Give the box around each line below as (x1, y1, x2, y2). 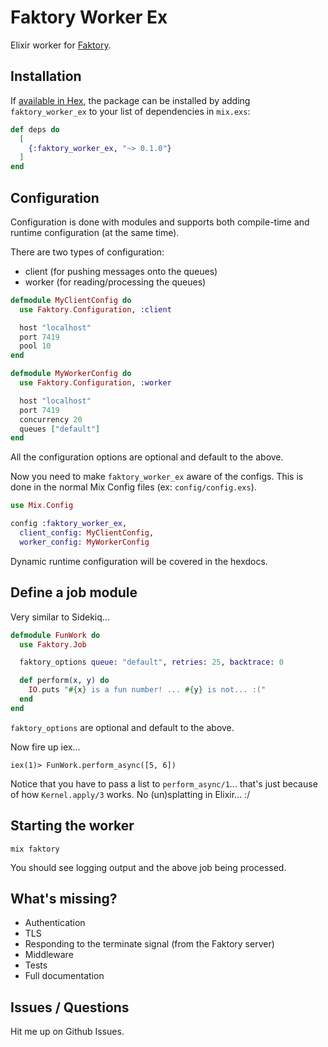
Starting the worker (10, 817, 135, 835)
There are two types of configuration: (10, 246, 165, 258)
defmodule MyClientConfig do (10, 295, 132, 305)
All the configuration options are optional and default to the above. (10, 451, 284, 463)
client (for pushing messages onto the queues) (24, 265, 218, 277)
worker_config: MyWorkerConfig (19, 537, 150, 547)
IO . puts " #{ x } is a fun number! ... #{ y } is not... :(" (28, 685, 267, 695)
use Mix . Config (10, 501, 74, 511)
